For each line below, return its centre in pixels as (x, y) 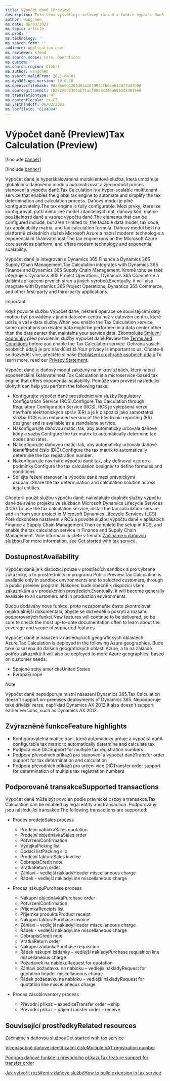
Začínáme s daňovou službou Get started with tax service (65, 1038)
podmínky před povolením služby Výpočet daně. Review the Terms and (79, 338)
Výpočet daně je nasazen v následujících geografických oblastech (74, 637)
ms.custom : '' (20, 62)
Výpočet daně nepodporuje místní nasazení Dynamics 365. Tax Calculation (83, 694)
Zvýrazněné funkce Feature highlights (66, 726)
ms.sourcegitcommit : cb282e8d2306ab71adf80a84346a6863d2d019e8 (73, 90)
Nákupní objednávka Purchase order (57, 898)
